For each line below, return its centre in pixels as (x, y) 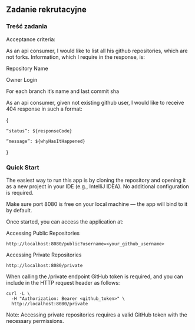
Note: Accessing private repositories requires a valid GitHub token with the (97, 315)
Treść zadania (27, 26)
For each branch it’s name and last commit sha (63, 91)
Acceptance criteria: (31, 39)
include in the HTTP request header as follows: (63, 282)
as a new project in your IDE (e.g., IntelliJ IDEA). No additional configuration (98, 186)
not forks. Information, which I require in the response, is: (76, 57)
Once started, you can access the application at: (65, 221)
